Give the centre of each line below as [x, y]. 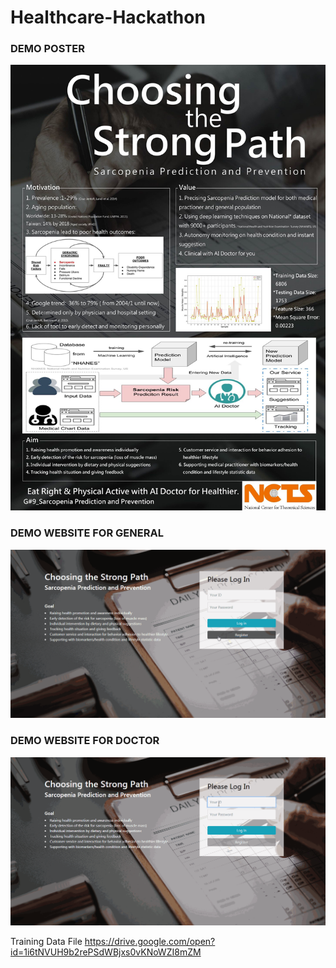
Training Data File [46, 941]
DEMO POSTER [47, 49]
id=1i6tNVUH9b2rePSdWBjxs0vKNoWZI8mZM [106, 952]
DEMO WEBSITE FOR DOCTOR [85, 741]
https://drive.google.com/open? [150, 941]
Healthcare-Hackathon [108, 17]
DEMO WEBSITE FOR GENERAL [87, 533]
